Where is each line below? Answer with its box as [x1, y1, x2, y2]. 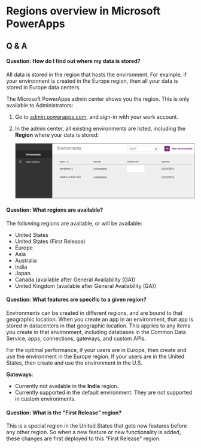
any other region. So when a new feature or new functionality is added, [6, 429, 181, 436]
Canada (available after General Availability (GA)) [14, 276, 136, 283]
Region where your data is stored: [14, 131, 99, 139]
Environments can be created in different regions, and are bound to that [6, 309, 183, 316]
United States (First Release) [14, 237, 86, 245]
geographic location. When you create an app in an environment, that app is [6, 315, 193, 323]
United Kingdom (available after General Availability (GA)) [14, 282, 157, 289]
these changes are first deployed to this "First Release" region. [6, 435, 161, 442]
